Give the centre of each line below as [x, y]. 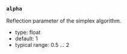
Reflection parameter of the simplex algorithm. [64, 21]
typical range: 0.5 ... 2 [42, 45]
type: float [28, 33]
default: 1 [26, 39]
